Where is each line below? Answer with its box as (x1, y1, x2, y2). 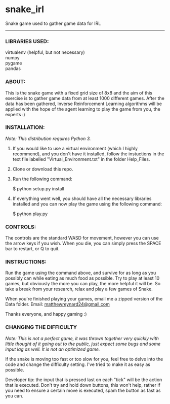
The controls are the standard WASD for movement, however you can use (5, 235, 159, 241)
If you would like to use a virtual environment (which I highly (12, 145, 138, 151)
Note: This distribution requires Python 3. (5, 136, 91, 142)
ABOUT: (5, 78, 26, 85)
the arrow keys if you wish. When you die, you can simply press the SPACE (5, 240, 161, 247)
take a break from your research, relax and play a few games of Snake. (5, 286, 153, 292)
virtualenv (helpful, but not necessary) (5, 49, 85, 55)
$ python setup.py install (12, 185, 65, 191)
